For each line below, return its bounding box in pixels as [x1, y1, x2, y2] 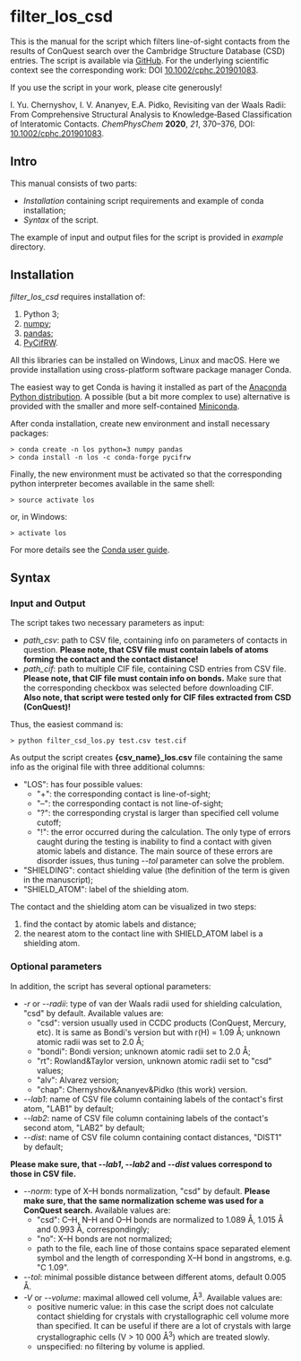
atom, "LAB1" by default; [22, 1102, 115, 1114]
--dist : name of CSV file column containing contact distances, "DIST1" [22, 1131, 282, 1142]
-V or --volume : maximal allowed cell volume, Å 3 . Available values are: [22, 1290, 283, 1303]
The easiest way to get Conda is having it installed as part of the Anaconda [10, 382, 288, 392]
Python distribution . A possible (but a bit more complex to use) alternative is [10, 391, 290, 401]
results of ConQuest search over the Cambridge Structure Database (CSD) [10, 45, 286, 56]
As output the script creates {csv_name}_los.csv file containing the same [10, 752, 283, 763]
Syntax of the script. [22, 214, 99, 225]
